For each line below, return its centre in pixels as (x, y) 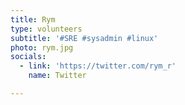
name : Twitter (57, 76)
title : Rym (33, 19)
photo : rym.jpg (42, 47)
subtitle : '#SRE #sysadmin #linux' (84, 38)
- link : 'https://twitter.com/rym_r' (98, 66)
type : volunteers (46, 29)
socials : (28, 57)
